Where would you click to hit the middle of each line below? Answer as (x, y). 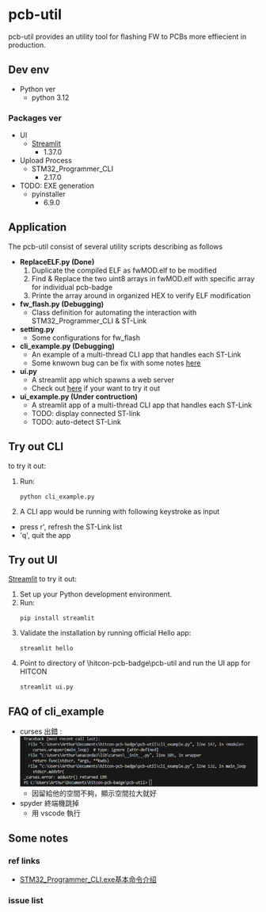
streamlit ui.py (46, 687)
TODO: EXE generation (57, 186)
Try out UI (33, 560)
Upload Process (46, 161)
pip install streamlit (57, 618)
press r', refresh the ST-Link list (71, 527)
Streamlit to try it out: (43, 579)
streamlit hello (46, 649)
